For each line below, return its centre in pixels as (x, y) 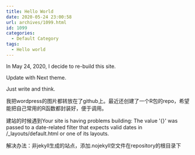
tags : (13, 44)
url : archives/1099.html (36, 22)
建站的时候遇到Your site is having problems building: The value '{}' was (92, 120)
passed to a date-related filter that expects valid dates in (74, 127)
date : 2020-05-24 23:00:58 (39, 17)
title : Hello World (30, 11)
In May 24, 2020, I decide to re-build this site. (61, 66)
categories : (20, 33)
